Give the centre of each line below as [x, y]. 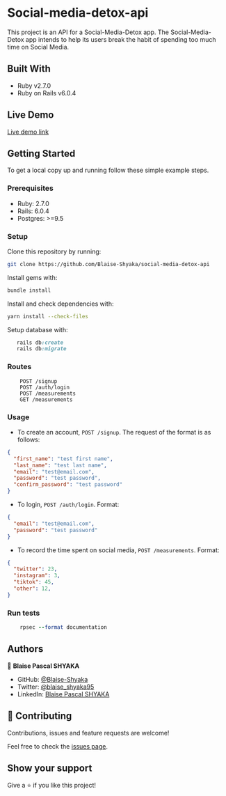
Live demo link [28, 132]
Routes [19, 367]
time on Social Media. [38, 47]
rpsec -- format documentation [64, 627]
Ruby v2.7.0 [34, 86]
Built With [29, 69]
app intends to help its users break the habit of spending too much [121, 39]
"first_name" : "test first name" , [63, 459]
